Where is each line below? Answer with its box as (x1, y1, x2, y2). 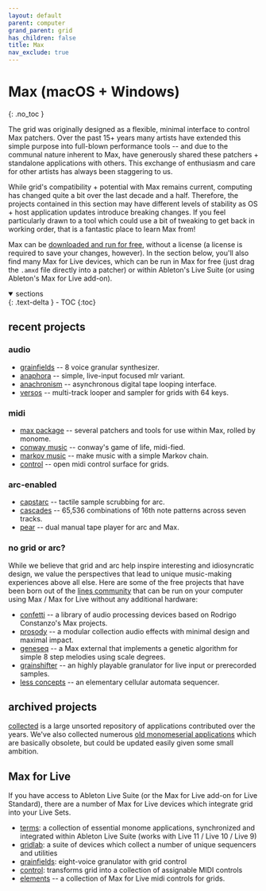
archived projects (8, 700, 98, 714)
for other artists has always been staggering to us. (8, 166, 173, 176)
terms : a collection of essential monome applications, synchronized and (19, 823, 256, 833)
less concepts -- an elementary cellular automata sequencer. (19, 677, 220, 687)
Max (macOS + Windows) (8, 83, 180, 101)
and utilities (19, 848, 58, 858)
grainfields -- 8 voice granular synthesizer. (19, 362, 160, 372)
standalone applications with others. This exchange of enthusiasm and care (8, 158, 256, 168)
